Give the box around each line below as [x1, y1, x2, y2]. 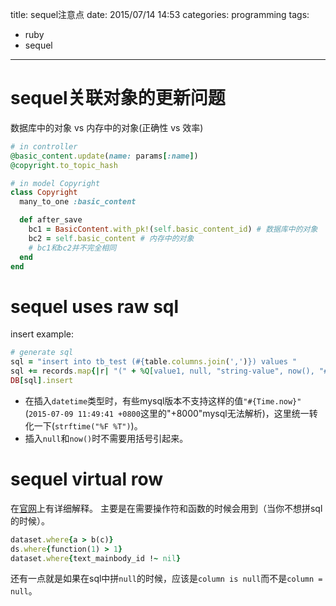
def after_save [19, 215, 83, 225]
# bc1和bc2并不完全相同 [28, 243, 117, 253]
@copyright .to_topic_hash [10, 160, 118, 170]
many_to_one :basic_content [19, 197, 137, 207]
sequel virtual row [10, 468, 164, 491]
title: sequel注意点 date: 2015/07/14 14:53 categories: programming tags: [10, 9, 310, 20]
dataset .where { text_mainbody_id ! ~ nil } [10, 553, 182, 563]
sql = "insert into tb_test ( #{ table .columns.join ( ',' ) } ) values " [10, 357, 298, 367]
